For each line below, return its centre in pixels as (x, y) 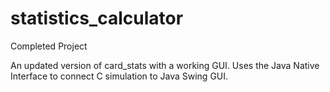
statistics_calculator (97, 18)
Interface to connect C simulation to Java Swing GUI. (119, 76)
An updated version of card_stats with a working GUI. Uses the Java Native (165, 65)
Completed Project (49, 46)
